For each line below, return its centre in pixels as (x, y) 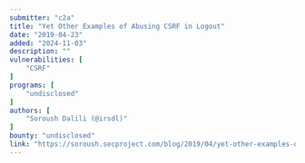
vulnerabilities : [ (46, 60)
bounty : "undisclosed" (52, 136)
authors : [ (30, 110)
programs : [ (32, 85)
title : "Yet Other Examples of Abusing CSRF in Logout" (117, 26)
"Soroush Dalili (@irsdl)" (77, 119)
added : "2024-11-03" (49, 43)
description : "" (40, 52)
